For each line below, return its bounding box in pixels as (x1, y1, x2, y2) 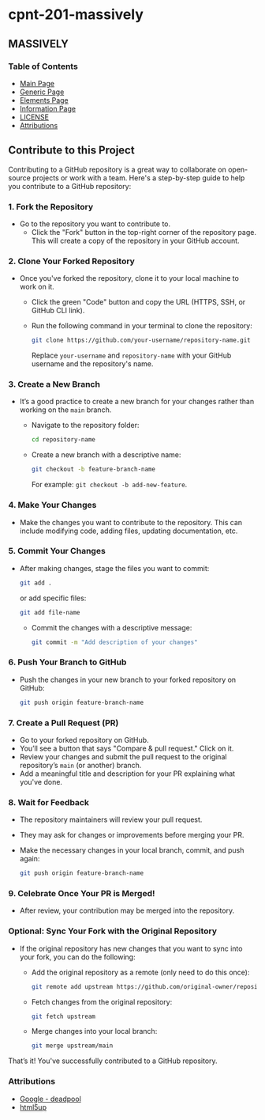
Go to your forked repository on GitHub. (19, 735, 149, 744)
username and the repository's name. (31, 359, 154, 369)
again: (19, 854, 40, 864)
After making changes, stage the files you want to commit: (19, 563, 210, 573)
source (8, 172, 32, 183)
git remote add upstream (31, 982, 114, 990)
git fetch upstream (31, 1012, 96, 1020)
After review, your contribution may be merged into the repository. (19, 906, 235, 915)
